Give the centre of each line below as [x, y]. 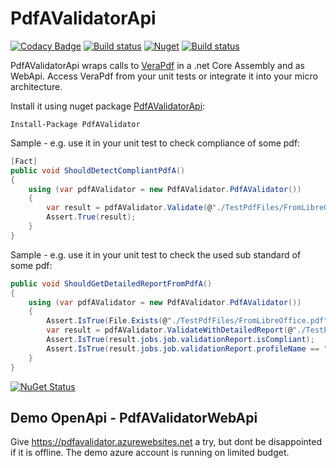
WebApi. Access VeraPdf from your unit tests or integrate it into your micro [164, 76]
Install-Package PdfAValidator [75, 124]
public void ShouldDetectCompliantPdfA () [98, 170]
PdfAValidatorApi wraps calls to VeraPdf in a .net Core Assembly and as [157, 65]
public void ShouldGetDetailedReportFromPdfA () [111, 283]
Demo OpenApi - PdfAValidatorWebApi [134, 417]
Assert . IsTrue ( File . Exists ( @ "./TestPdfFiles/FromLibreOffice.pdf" [187, 321]
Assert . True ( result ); [91, 217]
